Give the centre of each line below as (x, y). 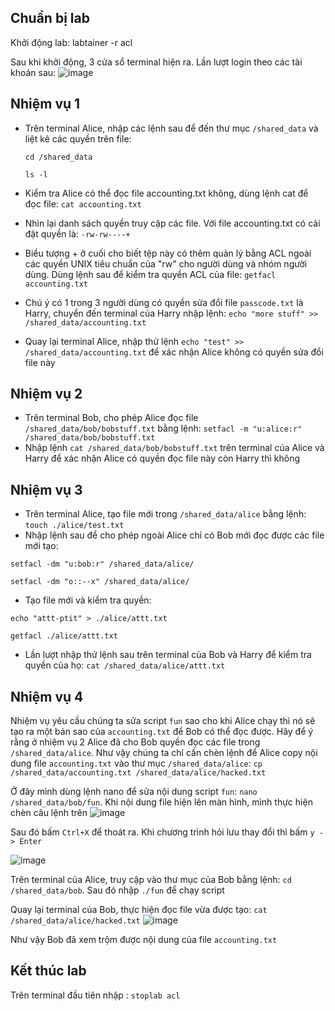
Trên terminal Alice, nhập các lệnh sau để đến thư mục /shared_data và (171, 128)
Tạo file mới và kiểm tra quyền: (88, 600)
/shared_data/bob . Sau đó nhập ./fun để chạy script (117, 890)
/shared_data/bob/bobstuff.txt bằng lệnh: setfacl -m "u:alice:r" (163, 428)
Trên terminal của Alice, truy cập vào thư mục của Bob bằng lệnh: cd (151, 880)
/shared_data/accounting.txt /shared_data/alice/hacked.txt (138, 773)
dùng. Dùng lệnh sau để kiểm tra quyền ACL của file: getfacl (150, 274)
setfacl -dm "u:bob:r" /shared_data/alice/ (102, 564)
